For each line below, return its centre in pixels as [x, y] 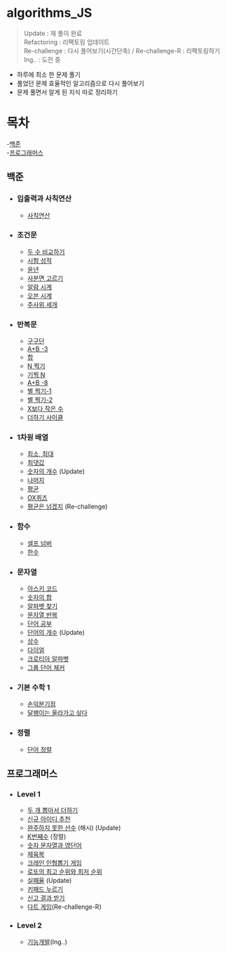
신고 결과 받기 [46, 898]
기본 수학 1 [33, 688]
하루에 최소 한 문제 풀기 [49, 74]
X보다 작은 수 [45, 409]
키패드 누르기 [45, 889]
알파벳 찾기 [42, 606]
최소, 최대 [40, 454]
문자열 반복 [42, 615]
